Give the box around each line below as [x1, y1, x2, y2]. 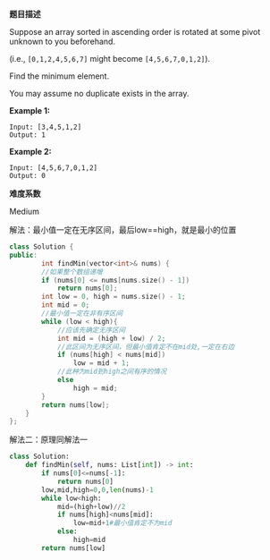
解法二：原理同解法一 [9, 434, 88, 445]
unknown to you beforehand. [9, 36, 116, 47]
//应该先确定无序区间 [56, 326, 126, 335]
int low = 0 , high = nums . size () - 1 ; [41, 293, 186, 301]
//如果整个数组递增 [41, 267, 103, 276]
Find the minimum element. [9, 71, 110, 81]
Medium [9, 206, 40, 216]
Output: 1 [9, 131, 46, 140]
